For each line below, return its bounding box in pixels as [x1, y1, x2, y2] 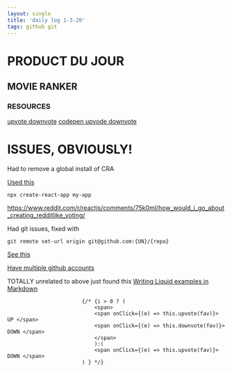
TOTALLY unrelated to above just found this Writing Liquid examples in [7, 277, 209, 286]
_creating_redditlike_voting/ [7, 211, 85, 220]
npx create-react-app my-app [7, 192, 92, 199]
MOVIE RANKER [7, 81, 78, 92]
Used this [7, 178, 35, 186]
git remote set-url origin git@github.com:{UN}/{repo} [7, 238, 169, 245]
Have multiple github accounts [7, 264, 95, 272]
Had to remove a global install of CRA [7, 165, 115, 173]
